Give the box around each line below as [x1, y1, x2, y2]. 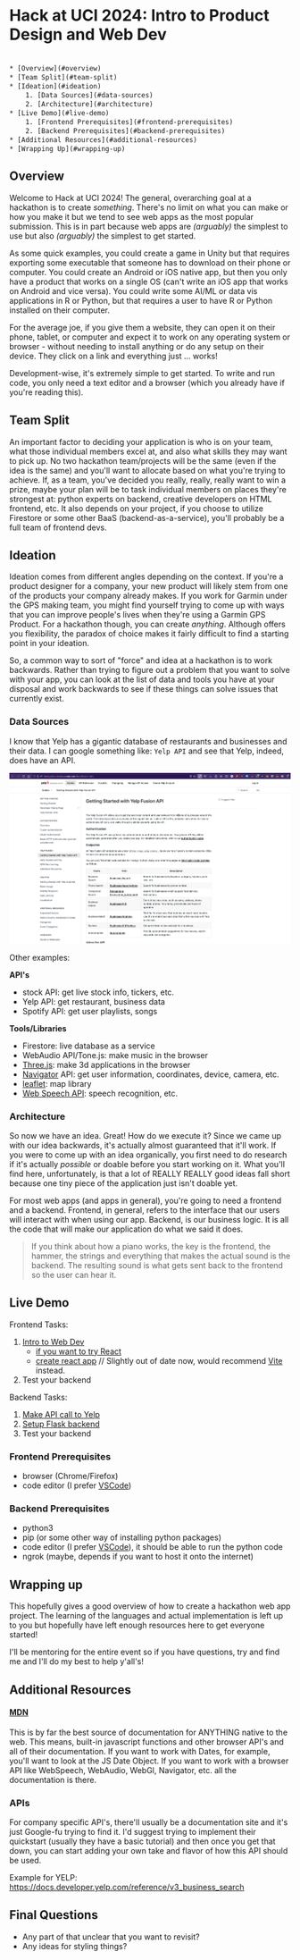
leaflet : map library [21, 1078, 92, 1089]
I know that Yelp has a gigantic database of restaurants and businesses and [9, 736, 287, 746]
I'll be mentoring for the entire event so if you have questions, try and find [9, 1646, 280, 1658]
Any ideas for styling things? [21, 1940, 128, 1951]
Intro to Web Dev [21, 1336, 85, 1347]
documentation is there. [9, 1774, 96, 1785]
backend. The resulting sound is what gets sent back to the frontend [30, 1259, 284, 1270]
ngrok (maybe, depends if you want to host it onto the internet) [21, 1552, 254, 1562]
